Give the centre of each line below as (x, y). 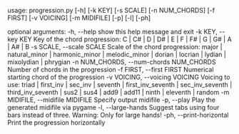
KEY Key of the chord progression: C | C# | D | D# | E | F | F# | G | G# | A (126, 39)
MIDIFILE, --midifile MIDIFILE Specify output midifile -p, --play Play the (112, 100)
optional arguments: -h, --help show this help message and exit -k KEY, (112, 32)
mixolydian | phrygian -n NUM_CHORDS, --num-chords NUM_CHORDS (112, 62)
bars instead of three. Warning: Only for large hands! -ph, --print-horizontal (118, 115)
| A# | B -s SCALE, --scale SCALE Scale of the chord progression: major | (115, 47)
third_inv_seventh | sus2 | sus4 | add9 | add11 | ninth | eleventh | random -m (118, 92)
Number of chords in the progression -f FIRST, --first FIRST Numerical (111, 69)
